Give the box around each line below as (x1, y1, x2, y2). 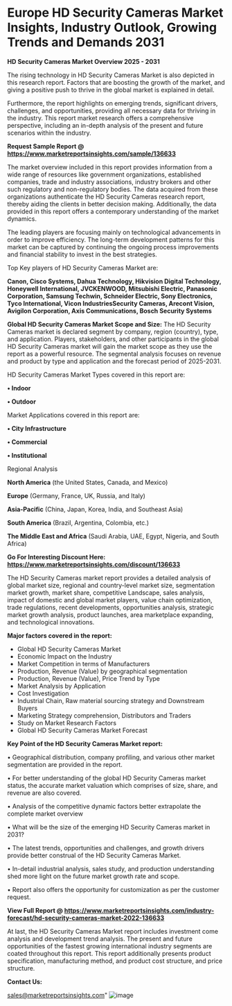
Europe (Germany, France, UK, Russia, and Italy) (7, 491, 145, 500)
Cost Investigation (17, 689, 69, 698)
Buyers (17, 704, 38, 712)
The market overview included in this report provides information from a (7, 163, 213, 171)
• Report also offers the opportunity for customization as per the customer (7, 885, 220, 893)
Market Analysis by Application (17, 682, 106, 690)
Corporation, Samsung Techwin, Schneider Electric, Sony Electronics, (7, 292, 213, 300)
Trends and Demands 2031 (7, 35, 165, 50)
